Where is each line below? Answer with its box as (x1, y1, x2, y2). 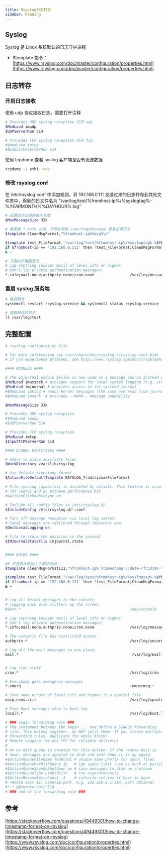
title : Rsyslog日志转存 (5, 7, 51, 12)
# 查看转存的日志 (5, 311, 36, 316)
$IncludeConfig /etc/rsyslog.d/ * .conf (5, 507, 85, 512)
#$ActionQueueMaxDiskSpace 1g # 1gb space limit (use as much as (5, 761, 148, 766)
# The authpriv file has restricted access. (5, 634, 99, 639)
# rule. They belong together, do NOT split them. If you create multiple (5, 729, 164, 734)
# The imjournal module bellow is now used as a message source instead (5, 375, 159, 380)
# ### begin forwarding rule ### (5, 720, 75, 725)
